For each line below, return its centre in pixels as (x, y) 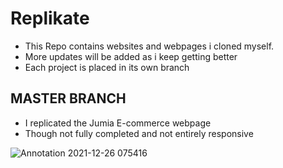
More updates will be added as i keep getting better (131, 56)
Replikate (50, 18)
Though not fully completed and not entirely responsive (139, 133)
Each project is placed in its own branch (107, 67)
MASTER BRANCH (68, 98)
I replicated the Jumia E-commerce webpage (118, 123)
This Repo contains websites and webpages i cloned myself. (149, 46)
